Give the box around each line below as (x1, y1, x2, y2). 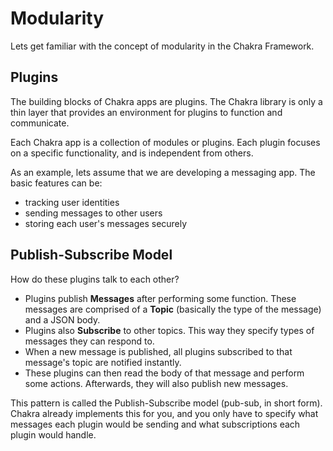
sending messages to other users (24, 207, 163, 219)
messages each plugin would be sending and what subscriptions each (10, 418, 301, 430)
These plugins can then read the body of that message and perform (24, 367, 305, 379)
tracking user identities (24, 196, 120, 208)
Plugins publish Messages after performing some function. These (24, 292, 297, 304)
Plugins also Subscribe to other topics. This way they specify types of (24, 324, 315, 336)
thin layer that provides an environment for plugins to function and (10, 106, 283, 118)
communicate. (10, 117, 70, 129)
